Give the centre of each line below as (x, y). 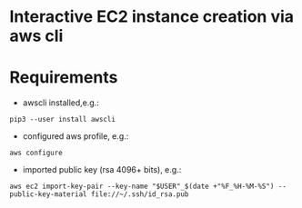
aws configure (36, 153)
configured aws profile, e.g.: (75, 136)
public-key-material (49, 194)
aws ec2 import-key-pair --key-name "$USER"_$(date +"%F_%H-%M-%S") (142, 187)
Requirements (64, 78)
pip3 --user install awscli (63, 120)
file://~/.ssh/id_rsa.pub (140, 194)
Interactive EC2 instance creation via (151, 17)
